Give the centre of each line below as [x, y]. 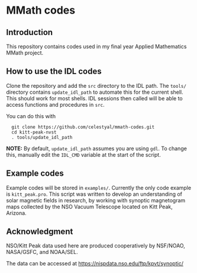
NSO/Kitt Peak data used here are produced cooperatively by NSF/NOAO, [96, 246]
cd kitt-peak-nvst [34, 132]
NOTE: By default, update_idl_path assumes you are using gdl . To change [97, 148]
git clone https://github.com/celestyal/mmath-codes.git [83, 127]
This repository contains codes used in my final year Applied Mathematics [96, 46]
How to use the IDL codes [54, 72]
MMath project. [25, 53]
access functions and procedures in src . [55, 104]
